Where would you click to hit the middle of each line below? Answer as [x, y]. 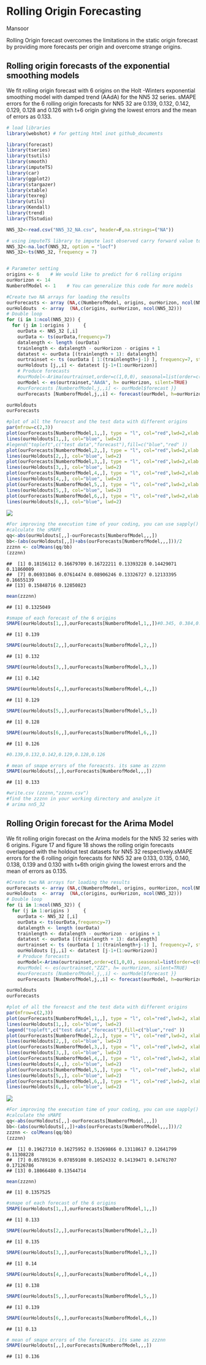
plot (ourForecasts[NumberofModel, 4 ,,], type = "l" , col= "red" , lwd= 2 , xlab [103, 473]
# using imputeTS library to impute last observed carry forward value [100, 241]
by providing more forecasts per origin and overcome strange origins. [94, 47]
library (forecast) [30, 145]
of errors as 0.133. [29, 116]
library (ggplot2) [29, 179]
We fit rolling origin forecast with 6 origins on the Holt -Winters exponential [101, 90]
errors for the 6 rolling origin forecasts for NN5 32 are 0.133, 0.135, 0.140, [98, 858]
